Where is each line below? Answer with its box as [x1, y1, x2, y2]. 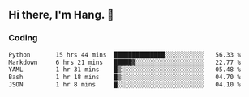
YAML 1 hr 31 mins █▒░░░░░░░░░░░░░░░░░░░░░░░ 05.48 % [8, 65, 242, 74]
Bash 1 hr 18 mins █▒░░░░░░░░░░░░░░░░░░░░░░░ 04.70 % [8, 74, 242, 82]
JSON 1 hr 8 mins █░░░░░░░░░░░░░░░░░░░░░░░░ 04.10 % [8, 81, 242, 89]
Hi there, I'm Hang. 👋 [8, 8, 115, 22]
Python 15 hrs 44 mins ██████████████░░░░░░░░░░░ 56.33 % [8, 50, 242, 59]
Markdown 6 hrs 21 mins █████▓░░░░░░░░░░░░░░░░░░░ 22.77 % [8, 58, 242, 66]
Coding [8, 32, 38, 44]
